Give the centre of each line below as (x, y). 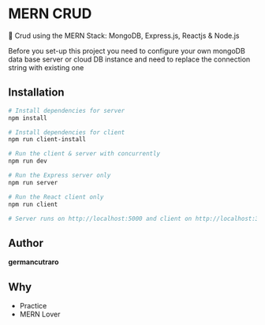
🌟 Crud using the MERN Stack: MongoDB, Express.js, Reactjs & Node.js (124, 35)
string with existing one (46, 67)
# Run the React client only (56, 197)
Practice (33, 306)
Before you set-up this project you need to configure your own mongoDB (127, 50)
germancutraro (34, 262)
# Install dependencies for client (67, 132)
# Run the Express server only (60, 175)
